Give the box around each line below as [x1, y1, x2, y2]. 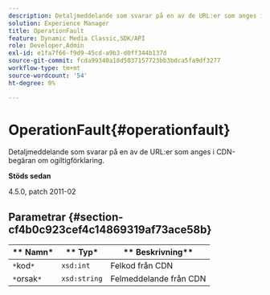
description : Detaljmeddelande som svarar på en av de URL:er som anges [8, 11, 257, 20]
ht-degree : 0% [8, 79, 56, 87]
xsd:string [61, 274, 103, 284]
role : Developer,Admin [8, 42, 84, 50]
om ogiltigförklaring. [37, 156, 104, 166]
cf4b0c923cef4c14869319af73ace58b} [8, 223, 212, 236]
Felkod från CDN [110, 260, 174, 272]
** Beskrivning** [123, 247, 194, 258]
